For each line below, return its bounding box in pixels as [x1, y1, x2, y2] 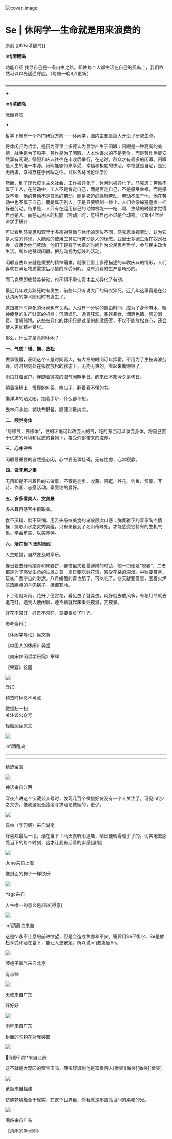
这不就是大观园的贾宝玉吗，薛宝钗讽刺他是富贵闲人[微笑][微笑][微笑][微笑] [5, 1065, 162, 1071]
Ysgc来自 [5, 891, 25, 897]
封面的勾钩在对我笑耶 [5, 1034, 50, 1040]
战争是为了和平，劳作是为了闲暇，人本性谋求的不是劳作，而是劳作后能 [14, 149, 162, 156]
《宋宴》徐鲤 [5, 664, 32, 670]
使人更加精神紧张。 [5, 324, 46, 330]
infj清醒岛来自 [5, 922, 35, 929]
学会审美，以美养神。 [14, 530, 59, 536]
